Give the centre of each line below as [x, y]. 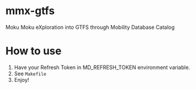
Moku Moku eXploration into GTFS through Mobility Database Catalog [90, 27]
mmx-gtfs [30, 11]
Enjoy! [21, 80]
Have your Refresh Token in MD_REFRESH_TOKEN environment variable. [102, 67]
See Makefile [30, 73]
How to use [34, 51]
